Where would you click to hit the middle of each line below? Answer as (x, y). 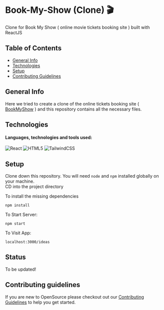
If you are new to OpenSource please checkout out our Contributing (75, 297)
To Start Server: (21, 214)
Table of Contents (34, 48)
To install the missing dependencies (42, 196)
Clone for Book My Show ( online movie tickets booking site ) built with (78, 27)
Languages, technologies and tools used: (49, 137)
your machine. (20, 181)
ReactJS (14, 32)
